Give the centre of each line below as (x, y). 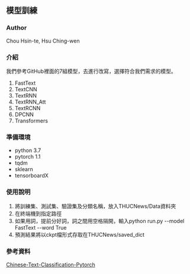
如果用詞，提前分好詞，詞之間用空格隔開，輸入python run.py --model (99, 221)
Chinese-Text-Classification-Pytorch (51, 265)
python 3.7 (28, 150)
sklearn (24, 169)
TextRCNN (28, 108)
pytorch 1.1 (28, 157)
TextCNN (26, 89)
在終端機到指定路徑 (38, 213)
